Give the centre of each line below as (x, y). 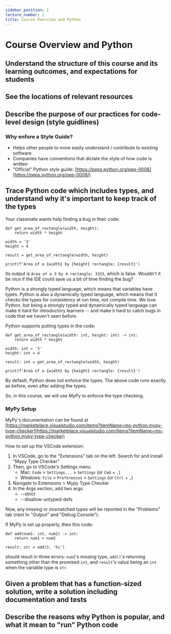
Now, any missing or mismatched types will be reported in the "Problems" (83, 509)
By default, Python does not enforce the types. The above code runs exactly (86, 380)
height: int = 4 (22, 353)
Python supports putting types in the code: (50, 326)
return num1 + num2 (35, 539)
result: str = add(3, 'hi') (35, 547)
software (22, 153)
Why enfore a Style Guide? (39, 137)
